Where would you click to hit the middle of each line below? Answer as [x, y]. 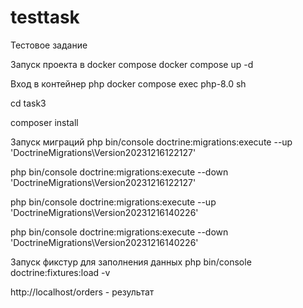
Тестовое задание [49, 45]
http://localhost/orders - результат [82, 292]
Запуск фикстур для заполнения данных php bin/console [131, 262]
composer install [44, 122]
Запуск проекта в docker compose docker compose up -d [132, 64]
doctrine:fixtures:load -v [60, 272]
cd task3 [28, 103]
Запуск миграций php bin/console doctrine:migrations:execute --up [151, 142]
